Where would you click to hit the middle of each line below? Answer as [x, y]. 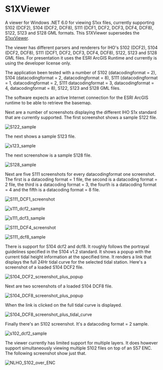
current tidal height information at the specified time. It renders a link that [78, 257]
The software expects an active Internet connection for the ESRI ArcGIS [77, 97]
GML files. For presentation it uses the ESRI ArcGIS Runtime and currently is [81, 58]
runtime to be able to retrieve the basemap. [48, 103]
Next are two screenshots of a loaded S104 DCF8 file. [59, 286]
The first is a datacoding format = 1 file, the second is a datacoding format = [81, 179]
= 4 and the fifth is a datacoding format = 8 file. [53, 189]
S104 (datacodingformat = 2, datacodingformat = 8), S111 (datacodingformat [81, 78]
